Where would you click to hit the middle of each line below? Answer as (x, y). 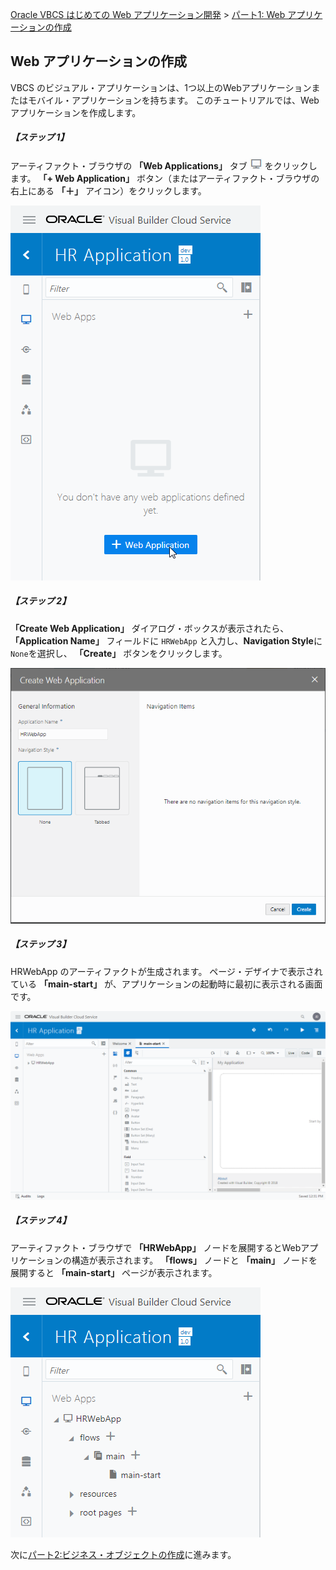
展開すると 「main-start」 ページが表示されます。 (114, 1272)
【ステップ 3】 (41, 944)
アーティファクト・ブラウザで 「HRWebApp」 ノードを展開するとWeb (156, 1247)
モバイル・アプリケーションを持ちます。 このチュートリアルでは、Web (173, 100)
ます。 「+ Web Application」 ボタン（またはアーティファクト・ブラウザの (165, 178)
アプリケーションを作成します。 (76, 112)
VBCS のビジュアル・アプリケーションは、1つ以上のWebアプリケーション (161, 87)
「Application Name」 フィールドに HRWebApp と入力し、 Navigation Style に (166, 640)
